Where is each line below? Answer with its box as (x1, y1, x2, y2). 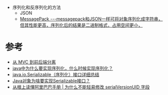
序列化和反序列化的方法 (12, 4, 61, 10)
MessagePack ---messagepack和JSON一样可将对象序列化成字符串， (19, 16, 163, 21)
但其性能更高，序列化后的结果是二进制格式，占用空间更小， (19, 22, 143, 28)
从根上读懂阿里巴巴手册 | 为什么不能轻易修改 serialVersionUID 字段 (12, 84, 150, 90)
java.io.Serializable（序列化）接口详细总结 (12, 71, 99, 77)
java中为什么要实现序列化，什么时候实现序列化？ (12, 65, 113, 71)
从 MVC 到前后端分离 (12, 59, 56, 65)
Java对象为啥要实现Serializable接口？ (12, 77, 90, 83)
